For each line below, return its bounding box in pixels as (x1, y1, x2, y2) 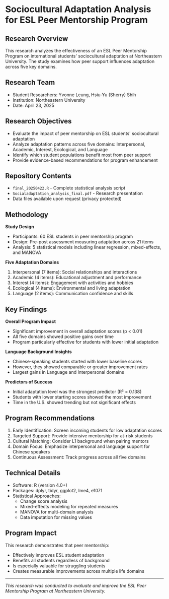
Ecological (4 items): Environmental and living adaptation (12, 285, 131, 291)
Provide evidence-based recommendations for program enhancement (12, 157, 158, 163)
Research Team (5, 78, 55, 87)
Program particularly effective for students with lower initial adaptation (12, 339, 159, 345)
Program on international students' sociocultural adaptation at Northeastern (5, 53, 162, 59)
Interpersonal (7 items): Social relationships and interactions (12, 269, 137, 275)
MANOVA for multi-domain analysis (20, 509, 94, 515)
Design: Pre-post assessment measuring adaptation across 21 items (12, 239, 154, 245)
